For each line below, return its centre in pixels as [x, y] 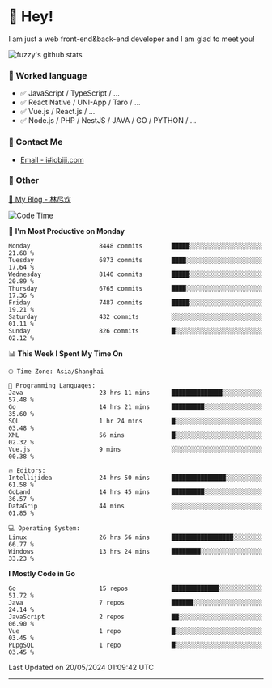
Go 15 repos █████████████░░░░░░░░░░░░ [136, 588]
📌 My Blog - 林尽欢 [40, 199]
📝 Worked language [48, 75]
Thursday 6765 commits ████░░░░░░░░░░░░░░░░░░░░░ [136, 288]
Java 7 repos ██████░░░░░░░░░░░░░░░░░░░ [136, 602]
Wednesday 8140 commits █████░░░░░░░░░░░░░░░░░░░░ [136, 274]
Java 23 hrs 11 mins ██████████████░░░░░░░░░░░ [136, 393]
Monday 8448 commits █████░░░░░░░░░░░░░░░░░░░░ [136, 246]
